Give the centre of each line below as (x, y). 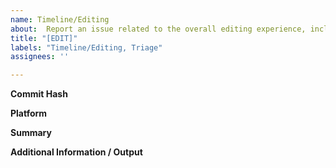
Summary (31, 133)
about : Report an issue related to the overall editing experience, (158, 29)
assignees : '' (40, 57)
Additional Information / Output (76, 152)
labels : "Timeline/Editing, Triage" (86, 47)
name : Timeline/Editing (60, 19)
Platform (29, 113)
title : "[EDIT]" (44, 38)
